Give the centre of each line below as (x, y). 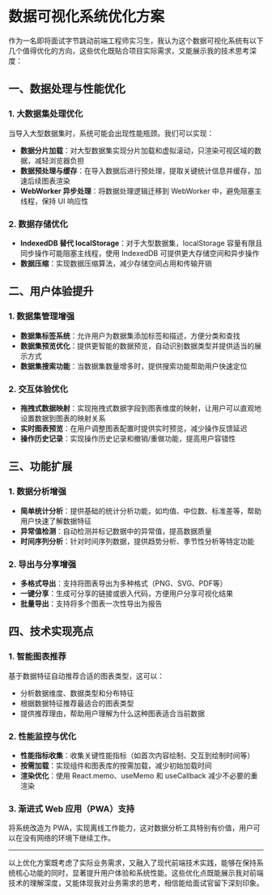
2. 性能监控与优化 (42, 736)
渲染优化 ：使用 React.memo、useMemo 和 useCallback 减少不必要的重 (139, 775)
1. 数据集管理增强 (42, 317)
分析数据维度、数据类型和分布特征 (77, 693)
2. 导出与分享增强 (42, 564)
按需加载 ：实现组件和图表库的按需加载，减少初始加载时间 (116, 765)
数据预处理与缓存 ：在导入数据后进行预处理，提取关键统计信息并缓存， (137, 170)
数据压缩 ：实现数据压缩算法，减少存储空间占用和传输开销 (116, 263)
